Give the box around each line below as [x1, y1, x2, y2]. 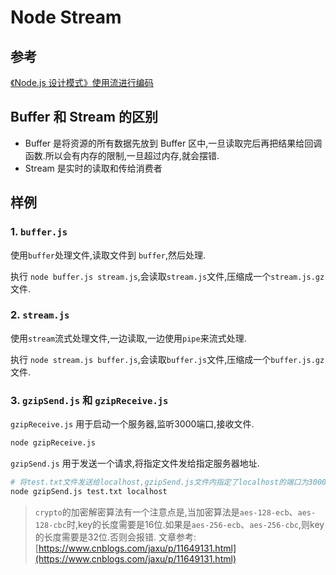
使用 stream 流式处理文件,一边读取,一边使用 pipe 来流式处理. [10, 332, 247, 344]
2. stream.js [10, 308, 70, 322]
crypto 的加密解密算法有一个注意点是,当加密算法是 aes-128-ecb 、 [34, 506, 298, 518]
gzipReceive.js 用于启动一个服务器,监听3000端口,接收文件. [10, 418, 255, 430]
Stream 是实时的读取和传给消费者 [24, 162, 163, 174]
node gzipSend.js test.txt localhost [10, 486, 168, 496]
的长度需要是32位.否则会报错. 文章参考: [34, 531, 197, 543]
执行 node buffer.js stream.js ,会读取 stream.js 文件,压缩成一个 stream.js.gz [10, 270, 325, 282]
